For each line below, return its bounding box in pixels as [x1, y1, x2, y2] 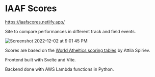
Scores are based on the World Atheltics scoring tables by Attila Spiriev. [5, 47, 151, 53]
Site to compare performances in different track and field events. [5, 28, 136, 34]
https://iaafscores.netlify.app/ [5, 19, 65, 25]
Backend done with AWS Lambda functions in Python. [5, 66, 114, 72]
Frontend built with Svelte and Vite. [5, 57, 76, 62]
